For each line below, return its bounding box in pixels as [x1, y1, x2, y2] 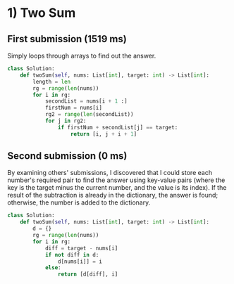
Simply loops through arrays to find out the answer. [7, 51, 156, 60]
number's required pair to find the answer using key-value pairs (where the [7, 176, 226, 184]
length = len [32, 78, 71, 85]
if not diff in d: [44, 251, 99, 258]
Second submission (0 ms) [7, 150, 128, 162]
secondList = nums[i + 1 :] [44, 98, 128, 105]
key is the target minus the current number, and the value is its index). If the [7, 183, 227, 192]
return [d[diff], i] [57, 271, 118, 278]
